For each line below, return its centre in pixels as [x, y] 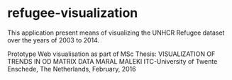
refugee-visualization [73, 13]
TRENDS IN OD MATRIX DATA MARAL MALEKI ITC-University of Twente [112, 61]
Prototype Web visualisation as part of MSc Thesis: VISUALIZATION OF [111, 54]
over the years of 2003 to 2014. [54, 40]
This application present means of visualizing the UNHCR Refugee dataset [116, 33]
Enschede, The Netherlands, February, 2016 [72, 69]
